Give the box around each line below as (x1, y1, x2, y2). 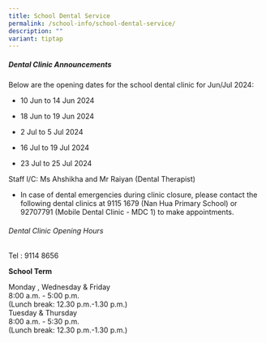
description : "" (8, 27, 63, 35)
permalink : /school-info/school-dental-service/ (8, 19, 176, 28)
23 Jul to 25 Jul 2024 (19, 159, 92, 169)
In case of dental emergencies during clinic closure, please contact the (19, 190, 258, 199)
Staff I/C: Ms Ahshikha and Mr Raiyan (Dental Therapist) (8, 174, 196, 184)
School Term (8, 267, 53, 277)
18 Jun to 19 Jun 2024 (19, 111, 95, 122)
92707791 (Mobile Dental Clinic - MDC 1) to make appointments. (19, 208, 234, 217)
